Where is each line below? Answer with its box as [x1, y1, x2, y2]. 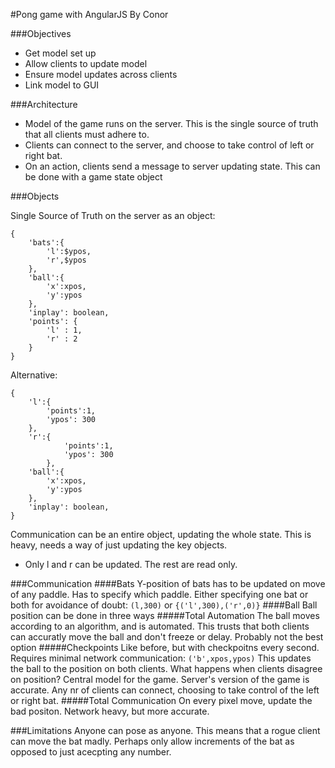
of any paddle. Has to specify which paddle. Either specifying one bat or [10, 589, 309, 600]
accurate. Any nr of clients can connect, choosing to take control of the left [10, 684, 320, 696]
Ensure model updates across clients [24, 69, 178, 80]
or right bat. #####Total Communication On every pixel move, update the [10, 695, 313, 706]
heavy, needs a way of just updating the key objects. [10, 539, 228, 551]
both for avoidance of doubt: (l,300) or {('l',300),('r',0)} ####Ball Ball [10, 599, 318, 611]
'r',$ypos [46, 255, 87, 265]
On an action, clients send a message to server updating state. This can [24, 160, 321, 172]
